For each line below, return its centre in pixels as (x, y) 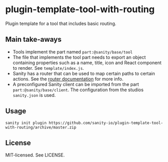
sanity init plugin (26, 123)
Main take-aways (33, 39)
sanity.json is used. (34, 95)
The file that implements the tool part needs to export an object (79, 57)
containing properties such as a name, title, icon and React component (87, 63)
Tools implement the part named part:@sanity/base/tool (73, 51)
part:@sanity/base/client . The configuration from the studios (78, 90)
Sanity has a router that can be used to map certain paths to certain (84, 73)
